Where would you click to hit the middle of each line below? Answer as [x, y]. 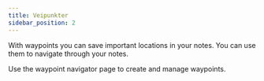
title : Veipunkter [38, 15]
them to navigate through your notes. [68, 53]
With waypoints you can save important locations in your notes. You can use [132, 45]
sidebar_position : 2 [42, 23]
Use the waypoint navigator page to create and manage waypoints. [117, 68]
